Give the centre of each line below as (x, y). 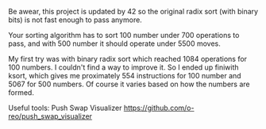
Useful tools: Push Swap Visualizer (65, 108)
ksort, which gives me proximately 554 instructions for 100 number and (125, 76)
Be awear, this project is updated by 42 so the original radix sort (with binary (133, 11)
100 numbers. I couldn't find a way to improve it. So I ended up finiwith (124, 67)
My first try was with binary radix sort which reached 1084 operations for (128, 59)
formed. (21, 93)
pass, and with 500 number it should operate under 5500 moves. (114, 44)
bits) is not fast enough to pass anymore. (75, 20)
